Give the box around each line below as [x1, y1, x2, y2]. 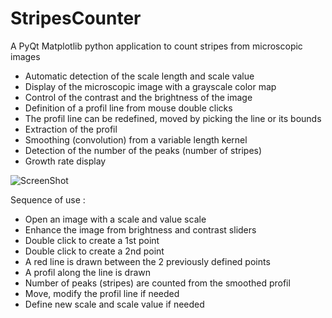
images [10, 50, 41, 62]
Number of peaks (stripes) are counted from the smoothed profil [24, 277, 291, 289]
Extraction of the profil [24, 123, 118, 135]
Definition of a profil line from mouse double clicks [24, 102, 233, 114]
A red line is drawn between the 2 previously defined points [24, 255, 271, 267]
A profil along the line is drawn [24, 266, 152, 278]
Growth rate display [24, 155, 107, 167]
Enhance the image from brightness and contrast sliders [24, 223, 257, 236]
